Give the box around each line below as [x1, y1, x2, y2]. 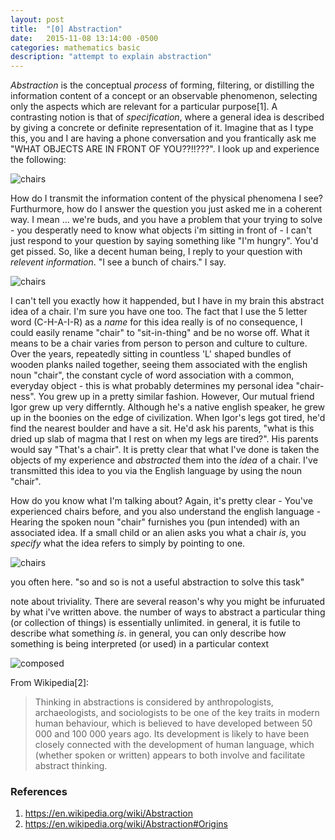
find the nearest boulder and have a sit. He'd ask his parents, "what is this [10, 422, 315, 435]
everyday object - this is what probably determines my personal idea [10, 380, 294, 392]
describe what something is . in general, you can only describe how [10, 627, 287, 640]
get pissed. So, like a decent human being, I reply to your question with [10, 246, 303, 258]
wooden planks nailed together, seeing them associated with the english [10, 359, 308, 371]
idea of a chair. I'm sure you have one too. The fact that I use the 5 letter [10, 306, 308, 318]
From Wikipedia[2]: [10, 677, 90, 689]
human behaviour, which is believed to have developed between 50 [34, 717, 313, 730]
